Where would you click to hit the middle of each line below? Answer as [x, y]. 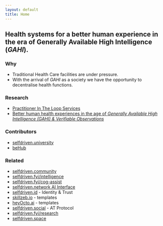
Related [15, 160]
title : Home [17, 14]
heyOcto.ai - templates [35, 203]
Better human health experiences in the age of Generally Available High [85, 113]
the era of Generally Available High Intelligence [79, 42]
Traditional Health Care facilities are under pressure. [65, 75]
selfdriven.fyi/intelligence [38, 177]
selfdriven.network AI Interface [44, 187]
